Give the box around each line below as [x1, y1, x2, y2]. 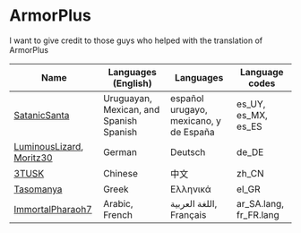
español [169, 91, 204, 104]
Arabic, [102, 197, 133, 210]
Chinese [102, 167, 139, 179]
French [102, 208, 133, 220]
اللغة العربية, [169, 197, 218, 210]
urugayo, [169, 103, 208, 116]
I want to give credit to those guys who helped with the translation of [9, 35, 263, 46]
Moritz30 [13, 151, 53, 164]
